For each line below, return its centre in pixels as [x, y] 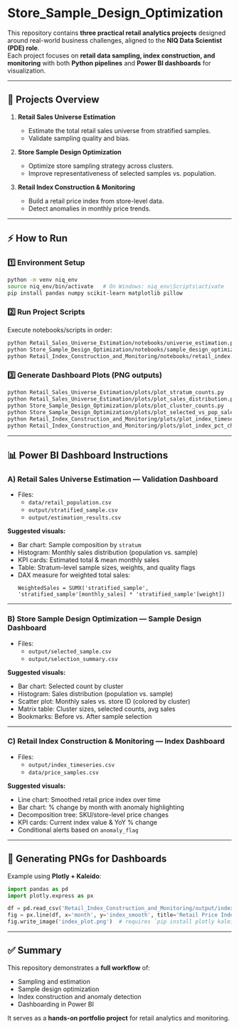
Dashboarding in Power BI [56, 1004]
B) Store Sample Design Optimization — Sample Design [104, 619]
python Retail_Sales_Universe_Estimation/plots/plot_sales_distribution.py [122, 399]
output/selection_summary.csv [73, 659]
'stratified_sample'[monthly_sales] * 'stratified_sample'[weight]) [121, 595]
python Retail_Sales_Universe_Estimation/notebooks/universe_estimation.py [122, 343]
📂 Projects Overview [53, 100]
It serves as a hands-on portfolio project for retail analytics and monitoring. [118, 1018]
